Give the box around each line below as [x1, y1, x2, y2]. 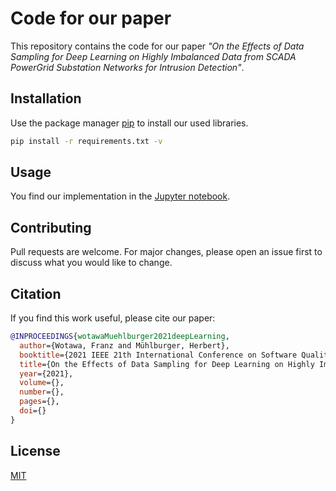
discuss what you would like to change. [10, 257, 173, 269]
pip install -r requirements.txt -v [10, 136, 163, 146]
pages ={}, [19, 397, 60, 407]
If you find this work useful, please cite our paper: [10, 312, 216, 324]
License [10, 443, 61, 460]
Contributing [10, 219, 92, 236]
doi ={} [19, 406, 47, 416]
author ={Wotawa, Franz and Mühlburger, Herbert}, [19, 340, 230, 351]
